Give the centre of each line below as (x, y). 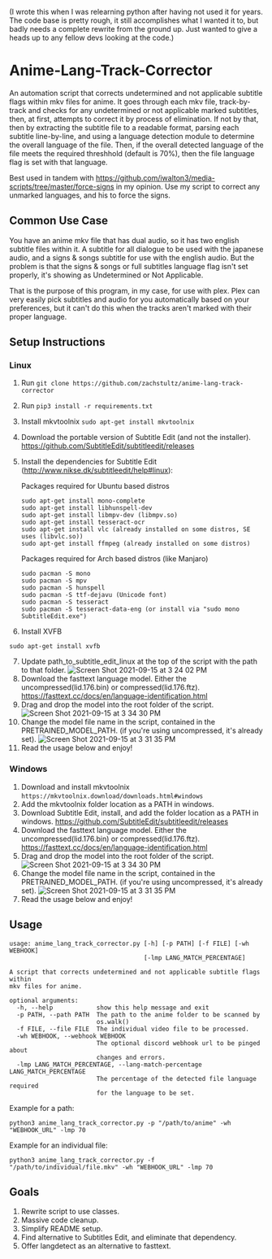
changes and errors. (131, 1057)
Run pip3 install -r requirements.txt (87, 406)
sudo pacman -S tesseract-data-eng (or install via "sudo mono (130, 609)
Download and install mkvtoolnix (75, 786)
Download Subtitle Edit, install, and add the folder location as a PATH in (140, 812)
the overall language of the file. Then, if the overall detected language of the (137, 145)
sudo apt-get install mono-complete (83, 501)
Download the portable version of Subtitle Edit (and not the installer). (136, 438)
